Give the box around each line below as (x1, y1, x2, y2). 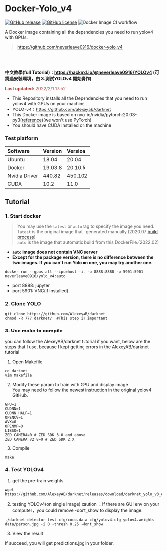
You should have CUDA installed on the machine (12, 122, 112, 128)
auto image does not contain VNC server (12, 249, 98, 255)
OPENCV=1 (5, 415, 23, 420)
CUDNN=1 (5, 406, 21, 411)
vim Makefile (5, 373, 32, 378)
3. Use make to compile (5, 327, 63, 334)
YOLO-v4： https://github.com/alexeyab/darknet (12, 106, 111, 112)
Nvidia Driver (7, 172, 38, 179)
